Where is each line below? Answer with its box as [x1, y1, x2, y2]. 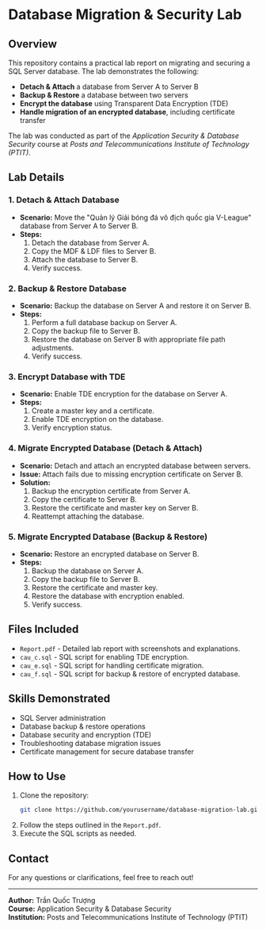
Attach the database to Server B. [31, 255, 139, 264]
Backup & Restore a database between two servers [19, 90, 188, 100]
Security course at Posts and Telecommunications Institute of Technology [8, 140, 249, 148]
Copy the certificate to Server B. [31, 494, 137, 504]
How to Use [8, 769, 66, 783]
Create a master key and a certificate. [31, 406, 155, 415]
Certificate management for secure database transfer [19, 747, 194, 756]
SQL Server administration [19, 713, 106, 722]
